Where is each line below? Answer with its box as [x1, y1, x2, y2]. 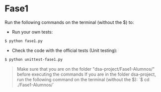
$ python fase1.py [4, 38, 43, 44]
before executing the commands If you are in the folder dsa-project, [16, 71, 156, 77]
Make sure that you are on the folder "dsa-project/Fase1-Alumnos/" [16, 66, 155, 72]
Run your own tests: [11, 29, 53, 35]
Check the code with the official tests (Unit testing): [11, 47, 118, 53]
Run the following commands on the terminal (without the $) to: [4, 19, 134, 25]
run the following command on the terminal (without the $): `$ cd [16, 76, 150, 82]
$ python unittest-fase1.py [4, 57, 63, 62]
